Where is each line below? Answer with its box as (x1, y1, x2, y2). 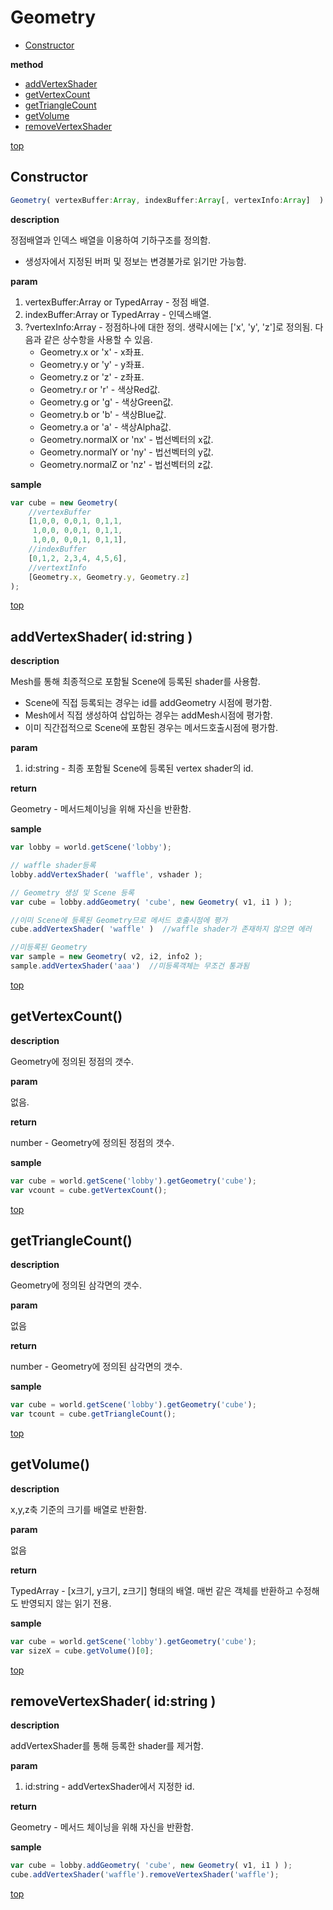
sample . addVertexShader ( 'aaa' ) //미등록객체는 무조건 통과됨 (10, 961, 250, 971)
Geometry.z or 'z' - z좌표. (39, 371, 145, 383)
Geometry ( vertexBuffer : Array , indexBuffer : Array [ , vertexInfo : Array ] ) (10, 195, 325, 205)
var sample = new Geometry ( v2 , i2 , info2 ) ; (10, 952, 203, 962)
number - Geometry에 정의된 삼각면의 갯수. (10, 1361, 183, 1373)
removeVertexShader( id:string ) (10, 1693, 217, 1710)
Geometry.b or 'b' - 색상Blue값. (39, 408, 167, 420)
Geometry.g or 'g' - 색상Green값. (39, 396, 174, 408)
